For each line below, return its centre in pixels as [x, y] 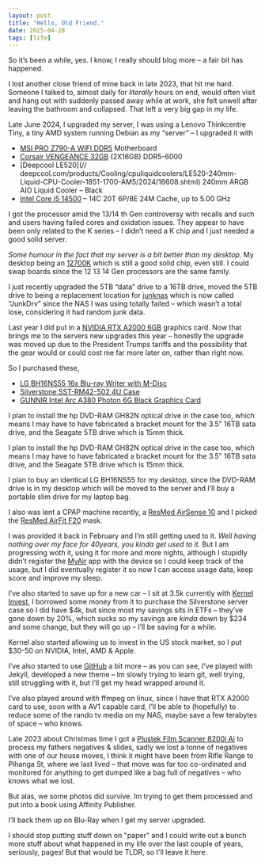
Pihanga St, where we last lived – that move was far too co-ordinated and [127, 764]
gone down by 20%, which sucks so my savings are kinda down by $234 [128, 619]
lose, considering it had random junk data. [77, 312]
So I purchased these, [44, 368]
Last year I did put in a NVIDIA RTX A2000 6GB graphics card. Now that [125, 328]
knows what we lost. [42, 781]
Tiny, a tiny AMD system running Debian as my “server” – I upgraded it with [131, 133]
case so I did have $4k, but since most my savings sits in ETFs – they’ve [126, 610]
